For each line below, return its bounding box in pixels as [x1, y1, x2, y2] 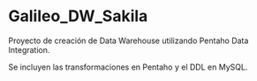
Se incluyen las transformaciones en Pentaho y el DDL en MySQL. [8, 62, 248, 72]
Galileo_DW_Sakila [8, 6, 148, 26]
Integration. [8, 44, 50, 55]
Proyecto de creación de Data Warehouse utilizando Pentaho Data [8, 35, 249, 46]
